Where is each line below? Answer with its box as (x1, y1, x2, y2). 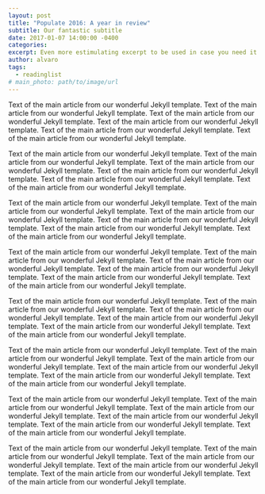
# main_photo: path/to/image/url (8, 78, 119, 86)
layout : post (8, 11, 52, 20)
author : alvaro (8, 56, 59, 64)
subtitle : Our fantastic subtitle (8, 26, 123, 34)
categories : (8, 41, 48, 49)
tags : (8, 63, 26, 71)
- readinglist (15, 71, 62, 79)
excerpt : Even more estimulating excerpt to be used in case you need (8, 48, 247, 56)
